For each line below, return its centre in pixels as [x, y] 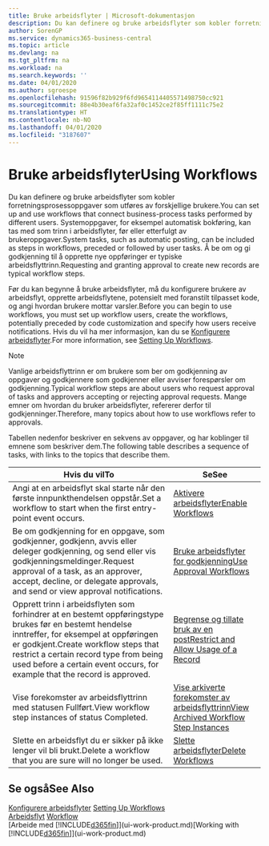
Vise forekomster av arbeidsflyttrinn [80, 697]
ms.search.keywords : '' [48, 75]
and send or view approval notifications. [87, 591]
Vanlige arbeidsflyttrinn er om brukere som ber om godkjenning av [118, 371]
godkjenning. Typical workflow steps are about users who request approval [131, 388]
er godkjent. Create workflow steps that [86, 644]
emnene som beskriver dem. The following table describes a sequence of [129, 446]
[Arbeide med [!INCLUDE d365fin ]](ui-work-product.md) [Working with [124, 825]
